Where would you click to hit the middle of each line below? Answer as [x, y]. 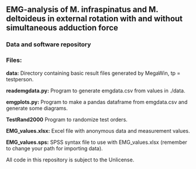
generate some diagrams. [37, 108]
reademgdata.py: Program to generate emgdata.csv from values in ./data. [96, 91]
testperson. [20, 79]
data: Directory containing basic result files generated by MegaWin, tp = [93, 73]
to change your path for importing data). [55, 148]
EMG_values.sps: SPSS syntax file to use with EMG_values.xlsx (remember [97, 142]
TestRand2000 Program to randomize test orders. [67, 119]
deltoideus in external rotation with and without [94, 19]
